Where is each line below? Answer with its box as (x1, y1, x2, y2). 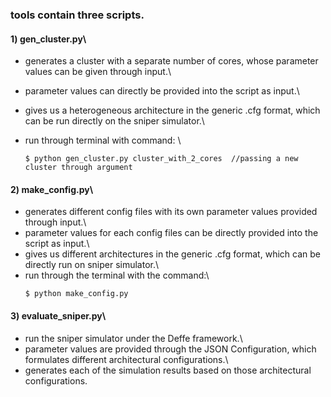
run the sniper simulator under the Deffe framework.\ (24, 332, 243, 344)
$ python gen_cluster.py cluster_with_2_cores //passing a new (24, 154, 299, 164)
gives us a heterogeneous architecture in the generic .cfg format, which (24, 104, 321, 117)
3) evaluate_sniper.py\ (10, 309, 107, 322)
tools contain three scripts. (10, 8, 145, 22)
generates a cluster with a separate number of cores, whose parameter (24, 55, 319, 67)
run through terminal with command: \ (24, 134, 182, 147)
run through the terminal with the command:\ (24, 269, 210, 282)
